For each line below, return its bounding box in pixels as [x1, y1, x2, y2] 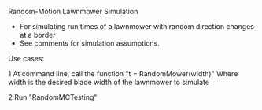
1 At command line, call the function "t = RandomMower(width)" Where [8, 69, 238, 78]
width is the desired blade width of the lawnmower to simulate [8, 78, 210, 86]
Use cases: [8, 54, 45, 63]
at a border [19, 31, 56, 39]
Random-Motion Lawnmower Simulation [8, 7, 138, 16]
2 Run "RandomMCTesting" [8, 93, 98, 101]
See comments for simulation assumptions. [19, 38, 160, 48]
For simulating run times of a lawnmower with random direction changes [19, 22, 254, 31]
